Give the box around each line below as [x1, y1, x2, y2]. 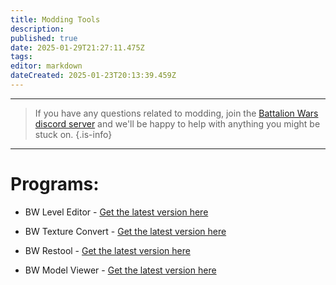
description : [10, 24, 65, 34]
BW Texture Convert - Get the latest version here [24, 225, 227, 237]
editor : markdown [10, 61, 83, 71]
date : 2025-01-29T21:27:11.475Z [10, 42, 145, 53]
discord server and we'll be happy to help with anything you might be [34, 117, 321, 130]
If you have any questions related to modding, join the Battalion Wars [34, 107, 319, 119]
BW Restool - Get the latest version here [24, 244, 191, 256]
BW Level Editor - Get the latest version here [24, 206, 209, 218]
